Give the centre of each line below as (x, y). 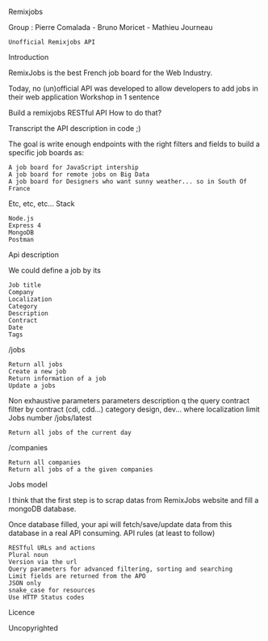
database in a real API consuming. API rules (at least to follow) (112, 533)
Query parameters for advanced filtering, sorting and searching (120, 569)
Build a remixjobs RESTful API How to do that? (85, 113)
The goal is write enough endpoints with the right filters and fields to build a (134, 144)
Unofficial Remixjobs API (52, 42)
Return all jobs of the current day (70, 432)
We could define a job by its (54, 270)
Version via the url (43, 562)
